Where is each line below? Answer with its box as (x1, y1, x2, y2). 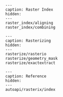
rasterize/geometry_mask (5, 56, 58, 61)
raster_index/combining (5, 25, 56, 30)
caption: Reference (5, 74, 47, 79)
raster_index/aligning (5, 20, 53, 25)
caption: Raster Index (5, 7, 53, 12)
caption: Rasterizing (5, 38, 51, 43)
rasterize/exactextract (5, 60, 56, 66)
